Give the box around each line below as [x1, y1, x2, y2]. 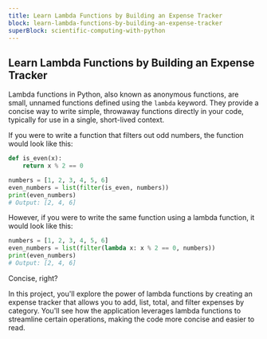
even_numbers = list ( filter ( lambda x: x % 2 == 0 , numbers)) [8, 244, 216, 252]
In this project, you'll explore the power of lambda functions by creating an [8, 289, 253, 298]
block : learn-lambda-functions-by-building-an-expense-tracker [8, 19, 223, 27]
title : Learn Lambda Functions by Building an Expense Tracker [8, 11, 223, 20]
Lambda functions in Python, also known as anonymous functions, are [8, 89, 239, 100]
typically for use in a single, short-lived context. [8, 115, 165, 124]
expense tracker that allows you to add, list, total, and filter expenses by [8, 297, 245, 307]
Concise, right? [8, 273, 58, 283]
